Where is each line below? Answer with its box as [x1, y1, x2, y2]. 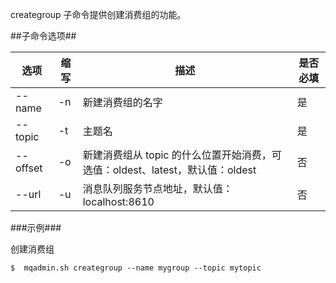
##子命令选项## [10, 30, 77, 42]
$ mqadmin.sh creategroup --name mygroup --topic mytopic [10, 263, 262, 273]
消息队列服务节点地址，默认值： [82, 182, 233, 195]
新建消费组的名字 [82, 96, 163, 109]
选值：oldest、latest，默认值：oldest [82, 163, 257, 177]
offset [15, 161, 43, 175]
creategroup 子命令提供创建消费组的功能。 [10, 9, 187, 20]
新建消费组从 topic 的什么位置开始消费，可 [82, 148, 282, 162]
